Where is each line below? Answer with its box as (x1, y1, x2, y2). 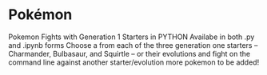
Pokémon (8, 6, 73, 24)
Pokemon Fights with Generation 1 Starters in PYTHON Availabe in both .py (8, 32, 255, 41)
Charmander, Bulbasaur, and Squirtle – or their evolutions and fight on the (8, 49, 250, 58)
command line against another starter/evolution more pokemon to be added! (8, 57, 260, 67)
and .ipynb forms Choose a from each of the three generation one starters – (8, 40, 258, 49)
